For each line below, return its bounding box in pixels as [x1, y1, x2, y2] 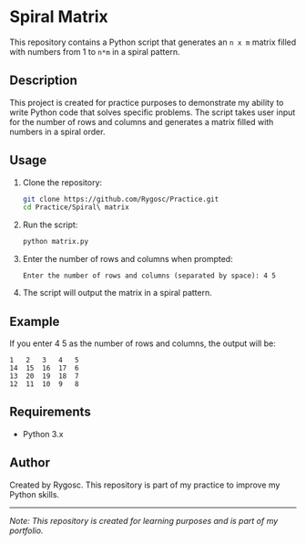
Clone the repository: [22, 176, 103, 188]
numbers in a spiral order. [9, 126, 106, 137]
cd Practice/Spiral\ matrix [22, 203, 129, 212]
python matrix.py [22, 237, 89, 246]
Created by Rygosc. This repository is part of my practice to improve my [9, 479, 280, 490]
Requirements [9, 404, 91, 420]
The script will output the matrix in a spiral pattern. [22, 288, 212, 299]
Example [9, 313, 60, 330]
